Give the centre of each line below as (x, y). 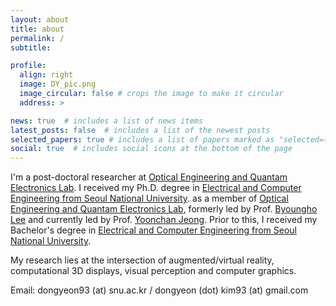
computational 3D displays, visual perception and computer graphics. (153, 271)
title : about (37, 29)
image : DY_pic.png (58, 84)
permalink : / (37, 38)
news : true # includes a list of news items (106, 121)
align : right (46, 75)
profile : (28, 66)
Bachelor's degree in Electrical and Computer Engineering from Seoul (153, 230)
